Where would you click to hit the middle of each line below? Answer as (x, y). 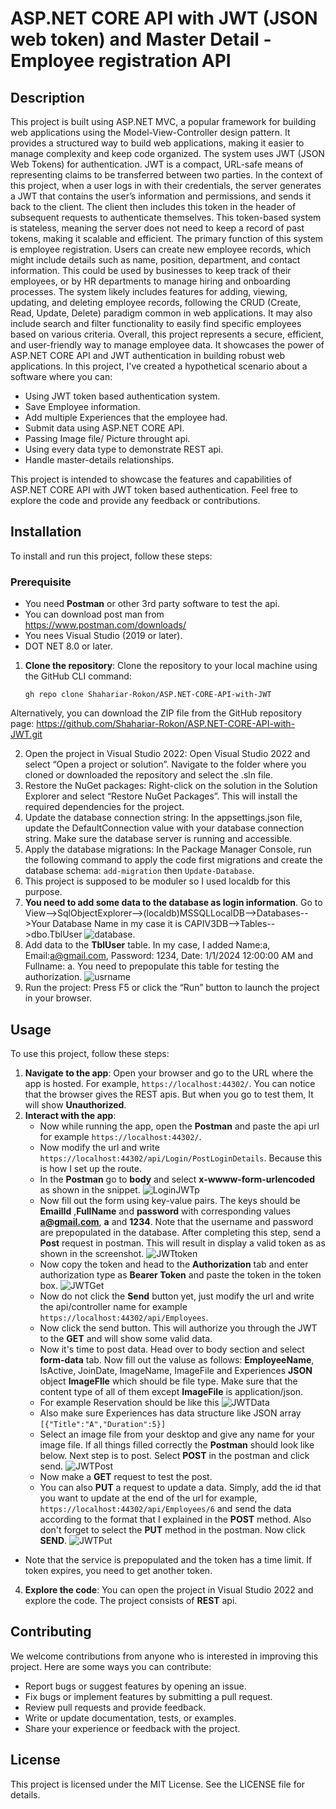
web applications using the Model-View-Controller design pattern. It (150, 132)
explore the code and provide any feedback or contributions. (135, 500)
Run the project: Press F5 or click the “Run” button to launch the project (172, 988)
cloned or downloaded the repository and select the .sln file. (149, 775)
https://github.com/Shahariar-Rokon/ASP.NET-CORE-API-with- (166, 724)
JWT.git (26, 734)
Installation (46, 532)
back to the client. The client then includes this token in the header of (153, 206)
